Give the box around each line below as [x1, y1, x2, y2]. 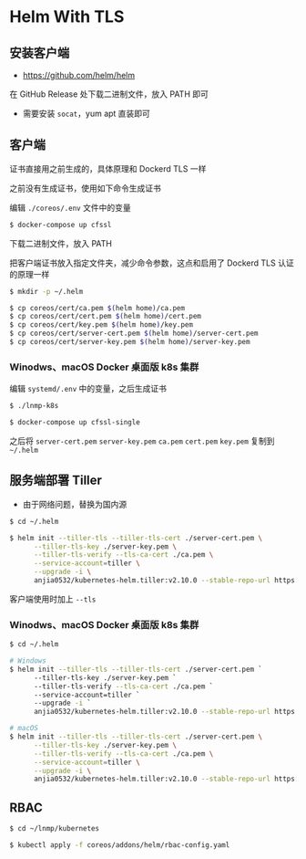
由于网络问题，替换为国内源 [22, 498, 127, 509]
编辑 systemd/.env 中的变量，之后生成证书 [9, 383, 167, 394]
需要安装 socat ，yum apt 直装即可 [22, 108, 150, 119]
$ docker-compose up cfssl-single [9, 418, 141, 427]
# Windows [9, 656, 47, 665]
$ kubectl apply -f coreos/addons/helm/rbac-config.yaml [9, 841, 230, 850]
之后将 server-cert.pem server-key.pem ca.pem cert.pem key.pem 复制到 [9, 435, 275, 446]
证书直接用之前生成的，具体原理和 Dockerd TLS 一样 [9, 162, 207, 174]
